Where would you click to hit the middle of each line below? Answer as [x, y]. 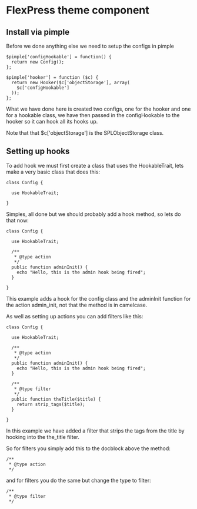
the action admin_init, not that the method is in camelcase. [77, 305]
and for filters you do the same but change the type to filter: [79, 480]
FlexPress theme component [78, 10]
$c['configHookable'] [43, 88]
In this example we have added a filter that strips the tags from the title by [95, 431]
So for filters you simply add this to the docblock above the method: [88, 448]
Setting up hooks [38, 152]
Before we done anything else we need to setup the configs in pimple [90, 46]
